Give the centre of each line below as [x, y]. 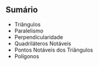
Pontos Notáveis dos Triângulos [54, 50]
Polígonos [27, 56]
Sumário [22, 10]
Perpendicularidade [39, 37]
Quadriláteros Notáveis [43, 43]
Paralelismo [29, 31]
